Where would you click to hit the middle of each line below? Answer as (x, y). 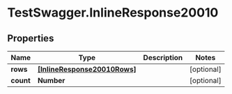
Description (163, 58)
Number (51, 81)
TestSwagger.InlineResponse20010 (113, 13)
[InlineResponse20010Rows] (87, 69)
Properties (31, 38)
